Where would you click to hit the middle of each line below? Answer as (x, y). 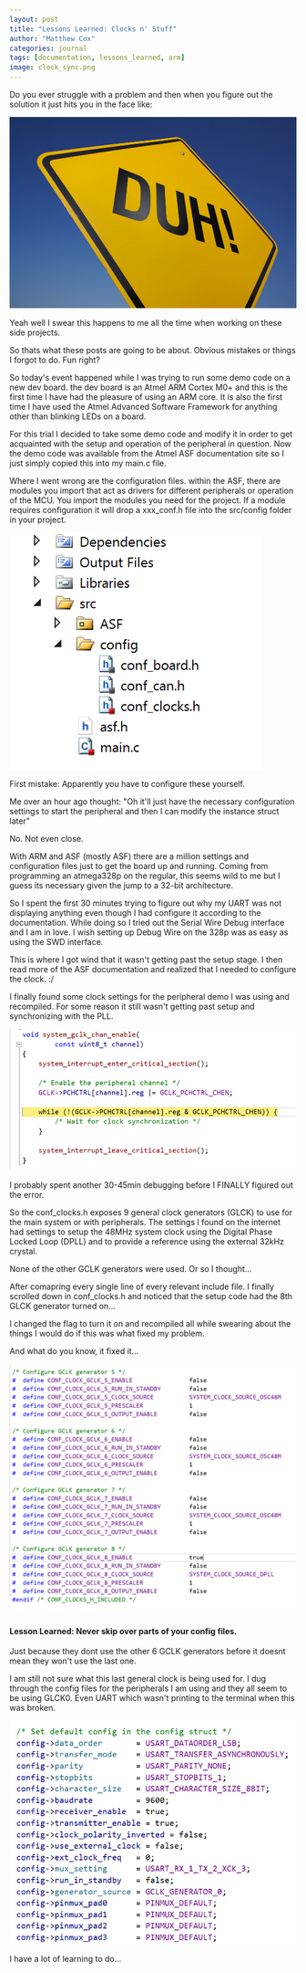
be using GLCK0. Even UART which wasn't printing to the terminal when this (152, 1698)
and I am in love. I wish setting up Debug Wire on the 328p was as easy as (149, 932)
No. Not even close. (46, 839)
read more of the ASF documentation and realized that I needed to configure (153, 970)
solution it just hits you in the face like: (81, 104)
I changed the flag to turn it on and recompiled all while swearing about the (150, 1323)
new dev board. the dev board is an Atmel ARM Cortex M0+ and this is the (149, 387)
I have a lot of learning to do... (66, 1958)
